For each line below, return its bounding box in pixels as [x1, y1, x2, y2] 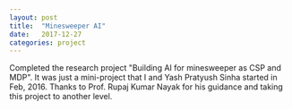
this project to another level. [9, 91, 113, 102]
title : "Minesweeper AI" [9, 21, 106, 30]
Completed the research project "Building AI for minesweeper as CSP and [9, 63, 282, 73]
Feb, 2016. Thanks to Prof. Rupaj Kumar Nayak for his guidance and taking [9, 81, 284, 92]
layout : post [9, 13, 58, 22]
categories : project [9, 38, 87, 47]
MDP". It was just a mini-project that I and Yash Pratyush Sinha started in [9, 72, 278, 83]
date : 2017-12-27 [9, 30, 82, 38]
